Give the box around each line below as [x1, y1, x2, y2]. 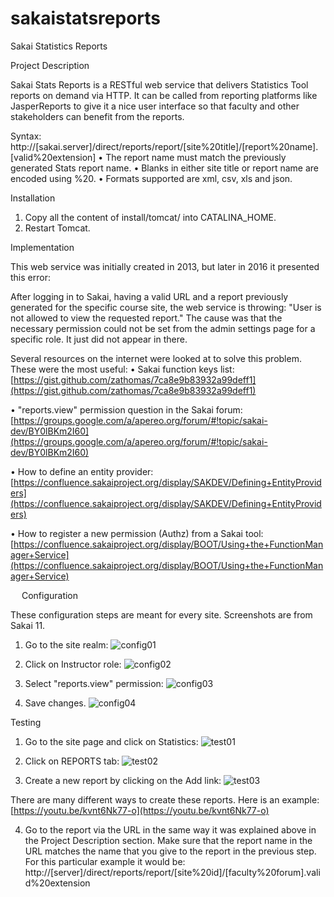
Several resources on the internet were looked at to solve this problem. [10, 352, 302, 364]
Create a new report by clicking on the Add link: [24, 774, 222, 786]
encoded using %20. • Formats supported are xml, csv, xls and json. [10, 172, 293, 184]
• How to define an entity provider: [10, 465, 154, 477]
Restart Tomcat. [24, 222, 91, 234]
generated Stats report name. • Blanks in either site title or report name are [10, 162, 319, 174]
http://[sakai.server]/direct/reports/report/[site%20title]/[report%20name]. [10, 140, 319, 152]
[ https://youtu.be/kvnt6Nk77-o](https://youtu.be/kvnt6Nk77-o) [10, 804, 270, 816]
